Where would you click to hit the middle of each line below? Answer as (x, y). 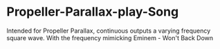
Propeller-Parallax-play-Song (93, 12)
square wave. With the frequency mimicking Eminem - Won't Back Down (110, 37)
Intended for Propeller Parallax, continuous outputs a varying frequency (109, 31)
